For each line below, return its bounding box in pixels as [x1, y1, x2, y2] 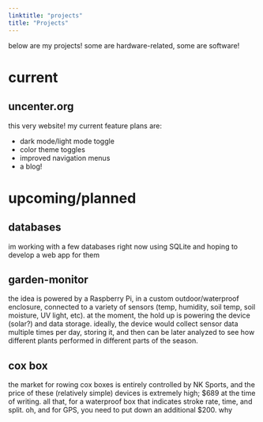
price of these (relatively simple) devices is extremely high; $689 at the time [8, 389, 256, 398]
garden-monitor [8, 272, 88, 286]
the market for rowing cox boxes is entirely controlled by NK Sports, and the [8, 380, 255, 390]
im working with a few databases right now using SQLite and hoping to [8, 241, 239, 251]
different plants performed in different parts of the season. [8, 336, 199, 345]
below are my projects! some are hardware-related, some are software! [8, 40, 240, 50]
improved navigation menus [19, 153, 111, 162]
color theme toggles [19, 144, 85, 154]
